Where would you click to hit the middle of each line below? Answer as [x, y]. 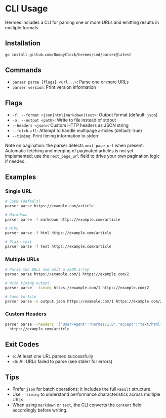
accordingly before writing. [40, 410]
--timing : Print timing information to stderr [56, 136]
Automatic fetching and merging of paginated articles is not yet [69, 151]
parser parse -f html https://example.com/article [58, 233]
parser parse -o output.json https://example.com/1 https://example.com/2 [84, 301]
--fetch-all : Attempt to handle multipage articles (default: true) [77, 131]
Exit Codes [22, 344]
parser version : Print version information [54, 87]
